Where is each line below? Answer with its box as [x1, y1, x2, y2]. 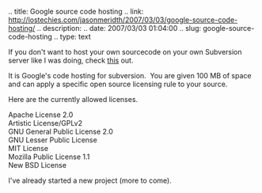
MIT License [8, 144, 49, 153]
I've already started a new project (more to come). [8, 176, 172, 185]
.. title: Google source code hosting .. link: [8, 7, 144, 16]
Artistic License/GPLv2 [8, 119, 83, 127]
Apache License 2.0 [8, 110, 74, 119]
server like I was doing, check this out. [8, 55, 134, 65]
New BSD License [8, 161, 67, 169]
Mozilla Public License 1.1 [8, 152, 90, 161]
